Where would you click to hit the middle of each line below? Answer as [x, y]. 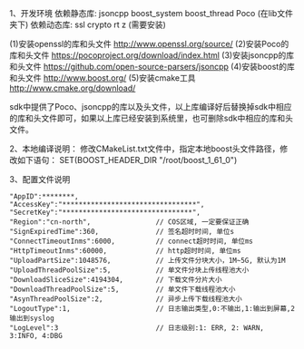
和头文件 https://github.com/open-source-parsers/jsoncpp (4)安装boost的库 [152, 67]
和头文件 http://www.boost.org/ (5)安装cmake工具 [103, 78]
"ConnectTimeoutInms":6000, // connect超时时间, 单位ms [132, 241]
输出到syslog [32, 318]
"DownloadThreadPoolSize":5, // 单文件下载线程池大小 [123, 289]
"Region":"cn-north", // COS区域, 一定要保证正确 [129, 222]
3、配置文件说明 [40, 179]
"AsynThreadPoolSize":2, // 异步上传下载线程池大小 [126, 299]
